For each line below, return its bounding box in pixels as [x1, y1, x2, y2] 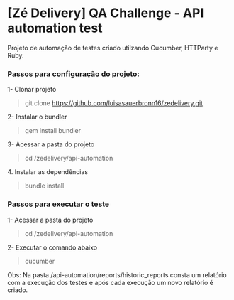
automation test [7, 20, 103, 36]
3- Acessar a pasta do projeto [7, 140, 95, 149]
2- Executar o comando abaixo [7, 243, 98, 252]
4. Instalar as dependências [7, 168, 89, 176]
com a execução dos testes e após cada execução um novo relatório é [7, 278, 214, 286]
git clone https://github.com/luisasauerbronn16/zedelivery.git [24, 99, 204, 107]
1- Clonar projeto [7, 85, 57, 94]
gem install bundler [24, 127, 82, 135]
